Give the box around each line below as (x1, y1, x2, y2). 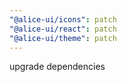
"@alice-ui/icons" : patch (9, 14, 117, 25)
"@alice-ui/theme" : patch (9, 33, 117, 43)
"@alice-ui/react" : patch (9, 24, 117, 34)
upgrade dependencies (9, 61, 106, 73)
